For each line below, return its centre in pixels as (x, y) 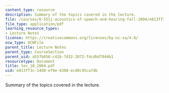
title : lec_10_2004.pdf (30, 66)
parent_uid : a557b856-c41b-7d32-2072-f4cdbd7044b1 (59, 57)
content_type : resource (30, 10)
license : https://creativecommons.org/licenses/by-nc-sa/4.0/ (72, 38)
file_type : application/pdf (35, 24)
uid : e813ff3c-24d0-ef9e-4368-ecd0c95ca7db (52, 71)
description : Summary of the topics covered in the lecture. (71, 15)
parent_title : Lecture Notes (36, 47)
